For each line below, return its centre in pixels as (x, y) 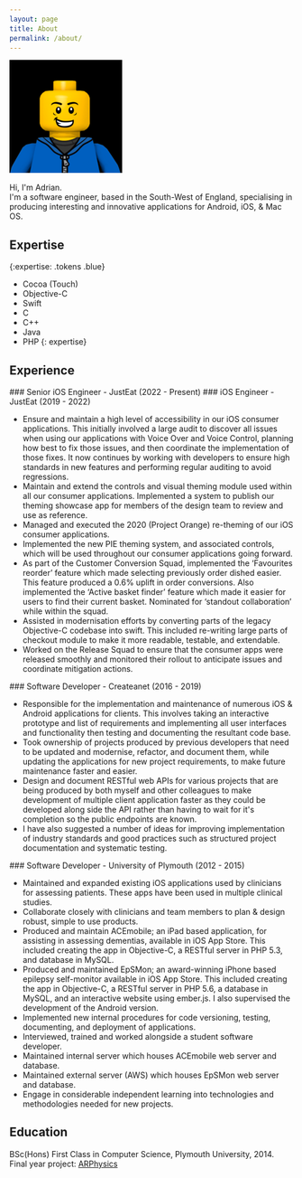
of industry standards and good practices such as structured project (149, 838)
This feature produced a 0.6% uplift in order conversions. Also (138, 582)
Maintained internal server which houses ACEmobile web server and (149, 1056)
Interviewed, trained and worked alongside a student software (138, 1037)
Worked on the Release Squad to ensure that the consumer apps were (153, 650)
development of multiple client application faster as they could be (144, 800)
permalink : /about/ (46, 38)
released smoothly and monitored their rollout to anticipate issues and (152, 659)
